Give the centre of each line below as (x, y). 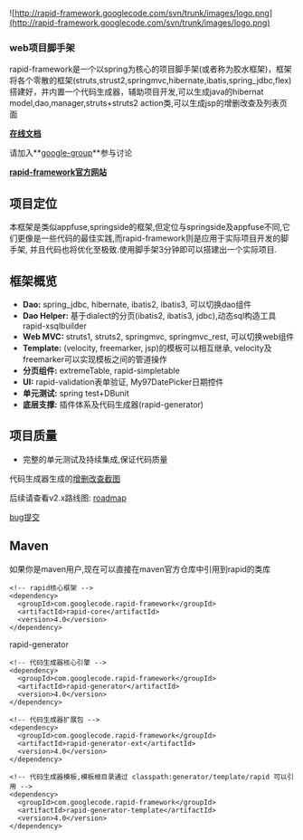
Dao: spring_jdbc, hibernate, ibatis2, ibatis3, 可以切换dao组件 (137, 304)
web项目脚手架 (42, 47)
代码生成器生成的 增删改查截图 (65, 478)
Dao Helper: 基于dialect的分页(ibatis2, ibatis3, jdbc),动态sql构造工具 (149, 315)
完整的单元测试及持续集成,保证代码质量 (95, 459)
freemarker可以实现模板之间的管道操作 (95, 359)
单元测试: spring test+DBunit (76, 393)
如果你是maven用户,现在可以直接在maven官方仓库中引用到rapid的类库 (140, 568)
